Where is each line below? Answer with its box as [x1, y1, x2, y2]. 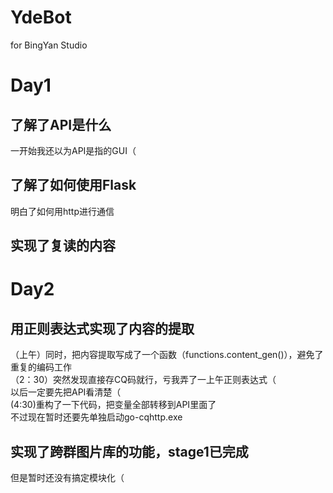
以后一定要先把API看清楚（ [10, 386, 122, 398]
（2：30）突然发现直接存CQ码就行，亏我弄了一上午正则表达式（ [10, 374, 277, 386]
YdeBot [10, 6, 72, 29]
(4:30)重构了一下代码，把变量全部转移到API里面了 [10, 399, 217, 411]
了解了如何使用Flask [10, 177, 137, 194]
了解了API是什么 [10, 116, 112, 133]
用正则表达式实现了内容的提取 [10, 320, 195, 337]
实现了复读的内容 [10, 237, 116, 255]
